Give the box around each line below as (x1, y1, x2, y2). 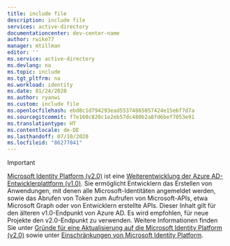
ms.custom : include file (7, 101, 79, 108)
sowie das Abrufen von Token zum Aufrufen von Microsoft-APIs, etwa (7, 194, 208, 202)
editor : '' (7, 49, 39, 56)
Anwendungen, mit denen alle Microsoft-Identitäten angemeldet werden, (7, 187, 216, 195)
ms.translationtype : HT (7, 120, 77, 127)
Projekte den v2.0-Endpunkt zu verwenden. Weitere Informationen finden (7, 216, 218, 224)
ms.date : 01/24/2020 (7, 88, 68, 95)
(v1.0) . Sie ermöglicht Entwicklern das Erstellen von (65, 179, 213, 188)
